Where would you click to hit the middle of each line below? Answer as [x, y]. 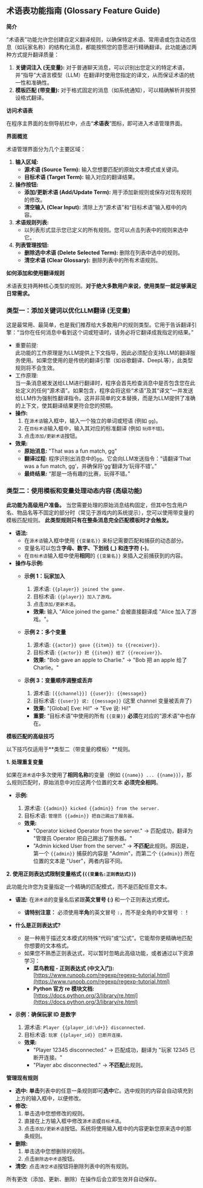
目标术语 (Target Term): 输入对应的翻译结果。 [81, 177]
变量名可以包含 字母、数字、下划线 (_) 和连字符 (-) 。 [88, 548]
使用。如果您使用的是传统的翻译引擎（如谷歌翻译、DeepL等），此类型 [107, 360]
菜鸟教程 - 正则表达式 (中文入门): [74, 969]
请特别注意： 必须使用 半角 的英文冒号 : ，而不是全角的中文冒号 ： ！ [107, 912]
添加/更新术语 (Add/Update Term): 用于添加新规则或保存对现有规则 [108, 192]
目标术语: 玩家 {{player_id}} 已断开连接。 [75, 1035]
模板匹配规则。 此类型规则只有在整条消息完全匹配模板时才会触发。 [89, 520]
